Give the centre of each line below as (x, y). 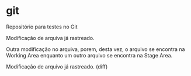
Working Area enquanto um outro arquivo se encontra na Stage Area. (89, 55)
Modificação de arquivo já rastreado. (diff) (57, 66)
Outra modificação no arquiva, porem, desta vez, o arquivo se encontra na (95, 49)
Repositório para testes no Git (42, 27)
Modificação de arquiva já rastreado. (50, 38)
